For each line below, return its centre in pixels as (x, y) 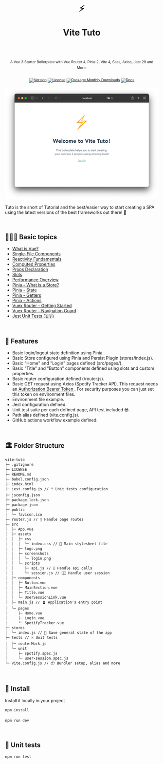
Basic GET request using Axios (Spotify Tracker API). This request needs (85, 384)
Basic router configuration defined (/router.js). (58, 379)
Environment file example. (38, 400)
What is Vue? (25, 249)
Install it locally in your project (35, 700)
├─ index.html (19, 484)
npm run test (18, 757)
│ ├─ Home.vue (24, 613)
